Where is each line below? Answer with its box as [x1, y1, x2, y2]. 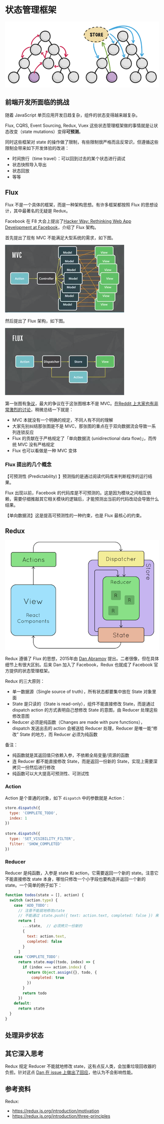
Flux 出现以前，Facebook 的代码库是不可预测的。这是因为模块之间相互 [5, 490, 147, 496]
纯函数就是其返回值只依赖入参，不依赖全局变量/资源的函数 [12, 752, 129, 758]
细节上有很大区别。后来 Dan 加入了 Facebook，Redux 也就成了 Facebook [5, 662, 153, 668]
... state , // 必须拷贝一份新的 [22, 923, 82, 929]
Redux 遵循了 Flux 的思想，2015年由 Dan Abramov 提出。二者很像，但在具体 [5, 656, 159, 662]
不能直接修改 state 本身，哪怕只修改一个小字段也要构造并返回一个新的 [5, 876, 146, 882]
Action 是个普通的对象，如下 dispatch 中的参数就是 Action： [5, 795, 126, 801]
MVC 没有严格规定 [18, 441, 55, 448]
